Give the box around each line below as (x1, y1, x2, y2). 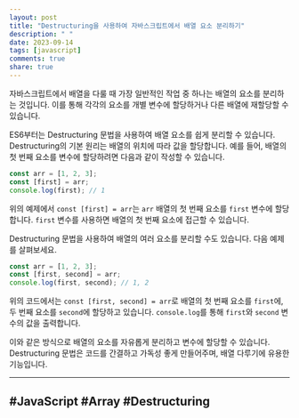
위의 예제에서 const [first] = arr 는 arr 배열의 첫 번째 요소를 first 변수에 (9, 203, 273, 213)
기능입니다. (9, 359, 48, 370)
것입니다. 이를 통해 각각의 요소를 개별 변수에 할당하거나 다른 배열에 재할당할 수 (18, 99, 289, 109)
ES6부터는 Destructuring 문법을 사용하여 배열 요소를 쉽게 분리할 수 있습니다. (9, 129, 276, 140)
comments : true (9, 54, 66, 63)
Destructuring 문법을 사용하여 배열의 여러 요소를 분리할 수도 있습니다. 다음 (9, 233, 269, 244)
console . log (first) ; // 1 (9, 186, 105, 195)
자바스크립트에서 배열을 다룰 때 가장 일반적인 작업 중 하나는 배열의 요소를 (9, 88, 261, 99)
